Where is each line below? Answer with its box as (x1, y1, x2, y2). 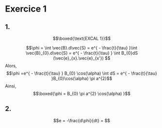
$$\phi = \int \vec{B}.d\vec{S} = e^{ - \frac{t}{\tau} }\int (26, 45, 138, 50)
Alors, (5, 63, 17, 68)
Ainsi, (5, 83, 17, 89)
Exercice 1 (5, 3, 47, 15)
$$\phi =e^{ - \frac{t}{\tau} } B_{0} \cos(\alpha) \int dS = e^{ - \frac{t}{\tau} (6, 70, 157, 76)
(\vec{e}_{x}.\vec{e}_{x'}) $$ (53, 55, 110, 61)
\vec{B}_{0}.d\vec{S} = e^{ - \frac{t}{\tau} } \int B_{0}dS (25, 50, 138, 56)
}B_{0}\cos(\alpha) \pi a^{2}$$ (51, 76, 113, 81)
